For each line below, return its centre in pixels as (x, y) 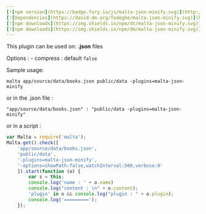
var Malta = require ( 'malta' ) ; (46, 137)
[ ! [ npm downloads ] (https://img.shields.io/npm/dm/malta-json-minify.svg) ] (104, 29)
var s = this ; (46, 177)
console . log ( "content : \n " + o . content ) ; (83, 188)
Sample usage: (25, 70)
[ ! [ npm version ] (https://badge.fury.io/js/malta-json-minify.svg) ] (94, 12)
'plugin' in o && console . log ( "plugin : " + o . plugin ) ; (101, 194)
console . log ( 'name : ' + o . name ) (71, 183)
